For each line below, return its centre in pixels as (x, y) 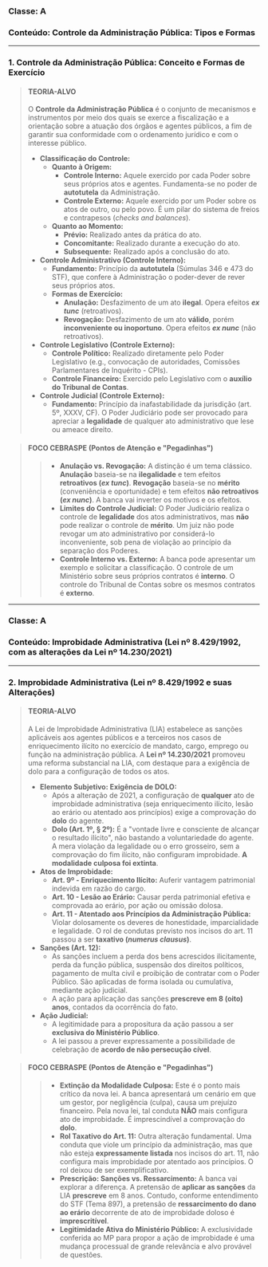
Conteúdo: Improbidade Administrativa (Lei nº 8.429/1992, (125, 642)
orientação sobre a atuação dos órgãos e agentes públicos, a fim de (140, 126)
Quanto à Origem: (82, 167)
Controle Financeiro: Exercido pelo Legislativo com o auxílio (152, 379)
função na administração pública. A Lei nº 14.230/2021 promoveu (136, 754)
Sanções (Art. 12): (70, 947)
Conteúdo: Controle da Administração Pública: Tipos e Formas (132, 32)
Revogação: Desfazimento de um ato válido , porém (149, 320)
